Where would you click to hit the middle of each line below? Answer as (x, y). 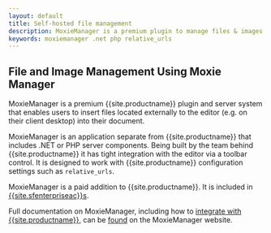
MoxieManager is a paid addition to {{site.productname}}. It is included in (131, 187)
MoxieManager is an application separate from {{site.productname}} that (130, 137)
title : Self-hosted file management (70, 24)
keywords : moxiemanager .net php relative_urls (90, 39)
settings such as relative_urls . (62, 171)
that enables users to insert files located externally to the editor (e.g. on (128, 112)
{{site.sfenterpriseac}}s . (49, 196)
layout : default (36, 16)
